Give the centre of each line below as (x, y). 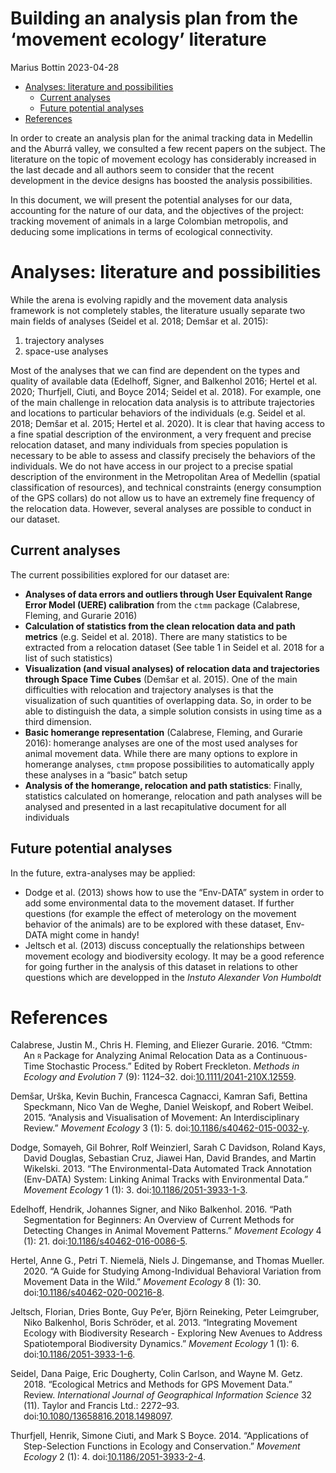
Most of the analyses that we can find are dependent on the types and (155, 370)
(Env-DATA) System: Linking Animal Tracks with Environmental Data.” (166, 1179)
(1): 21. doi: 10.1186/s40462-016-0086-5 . (105, 1241)
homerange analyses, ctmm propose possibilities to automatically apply (169, 764)
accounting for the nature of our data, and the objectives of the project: (157, 210)
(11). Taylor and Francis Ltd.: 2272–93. (101, 1406)
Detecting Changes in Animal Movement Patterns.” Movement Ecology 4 (172, 1231)
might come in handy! (94, 934)
